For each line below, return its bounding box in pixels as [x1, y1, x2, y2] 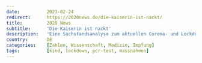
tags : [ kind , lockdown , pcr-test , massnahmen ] [6, 48, 149, 54]
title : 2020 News [6, 20, 71, 26]
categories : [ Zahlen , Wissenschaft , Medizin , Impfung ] [6, 43, 155, 49]
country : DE [6, 37, 52, 43]
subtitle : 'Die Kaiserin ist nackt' [6, 25, 112, 32]
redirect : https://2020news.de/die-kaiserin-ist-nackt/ [6, 14, 163, 20]
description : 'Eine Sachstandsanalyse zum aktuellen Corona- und [6, 31, 179, 37]
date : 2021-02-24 [6, 8, 74, 15]
